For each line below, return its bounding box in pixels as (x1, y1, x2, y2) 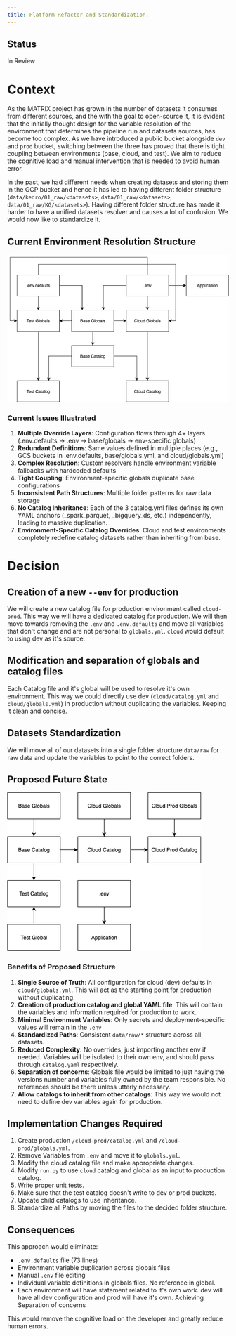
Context (7, 81, 55, 98)
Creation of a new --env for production (7, 586, 179, 598)
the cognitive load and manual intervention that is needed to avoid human (7, 157, 220, 165)
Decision (7, 558, 60, 574)
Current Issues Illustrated (7, 413, 96, 423)
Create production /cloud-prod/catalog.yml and (17, 1137, 157, 1145)
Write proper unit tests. (17, 1181, 84, 1190)
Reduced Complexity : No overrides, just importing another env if (17, 1045, 206, 1054)
